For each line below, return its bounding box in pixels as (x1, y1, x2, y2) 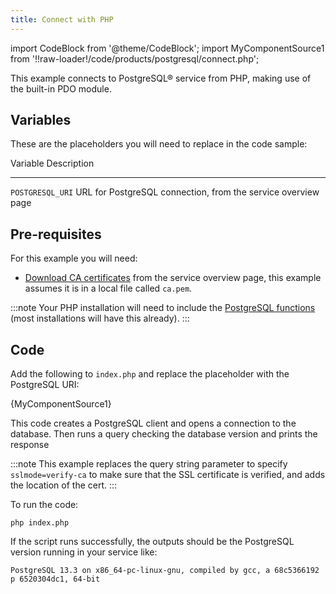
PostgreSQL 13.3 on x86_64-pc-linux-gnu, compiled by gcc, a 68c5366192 (10, 566, 320, 576)
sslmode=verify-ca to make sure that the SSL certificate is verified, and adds (10, 469, 326, 481)
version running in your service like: (10, 546, 158, 558)
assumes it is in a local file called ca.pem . (24, 282, 193, 295)
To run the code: (10, 499, 79, 511)
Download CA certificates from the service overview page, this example (24, 272, 322, 284)
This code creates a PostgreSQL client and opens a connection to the (10, 417, 297, 430)
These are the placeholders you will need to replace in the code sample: (10, 138, 308, 150)
